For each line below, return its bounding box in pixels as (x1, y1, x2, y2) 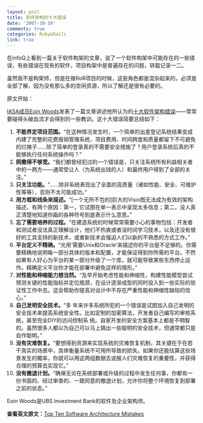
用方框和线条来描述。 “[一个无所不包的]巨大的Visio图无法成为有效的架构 (15, 196, 193, 203)
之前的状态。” (15, 384, 48, 392)
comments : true (7, 25, 45, 32)
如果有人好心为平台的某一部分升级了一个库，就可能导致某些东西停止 (15, 256, 185, 263)
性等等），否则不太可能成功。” (15, 188, 87, 196)
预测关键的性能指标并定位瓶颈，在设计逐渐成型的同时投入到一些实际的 (15, 279, 191, 286)
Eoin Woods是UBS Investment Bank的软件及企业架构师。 (7, 398, 149, 404)
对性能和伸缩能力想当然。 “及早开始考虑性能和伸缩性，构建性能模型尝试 (15, 272, 193, 278)
